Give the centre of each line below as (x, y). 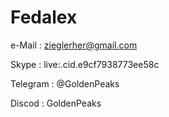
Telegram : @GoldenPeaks (65, 83)
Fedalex (44, 17)
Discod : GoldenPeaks (56, 103)
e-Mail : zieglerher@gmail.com (74, 45)
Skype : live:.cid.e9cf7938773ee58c (85, 64)
